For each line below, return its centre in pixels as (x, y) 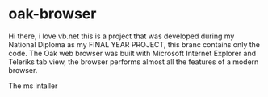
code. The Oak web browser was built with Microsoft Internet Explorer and (132, 53)
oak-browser (52, 14)
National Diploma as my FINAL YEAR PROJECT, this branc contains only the (134, 44)
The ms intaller (33, 86)
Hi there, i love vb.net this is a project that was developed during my (121, 36)
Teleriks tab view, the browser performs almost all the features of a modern (134, 62)
